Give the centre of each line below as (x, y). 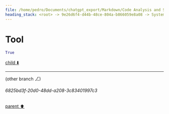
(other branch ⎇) (23, 79)
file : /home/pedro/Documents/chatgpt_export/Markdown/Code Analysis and (83, 10)
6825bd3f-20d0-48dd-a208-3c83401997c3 (51, 90)
